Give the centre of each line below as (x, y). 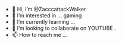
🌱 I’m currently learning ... (43, 22)
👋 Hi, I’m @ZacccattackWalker (49, 9)
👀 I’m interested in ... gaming (47, 15)
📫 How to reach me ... (39, 35)
